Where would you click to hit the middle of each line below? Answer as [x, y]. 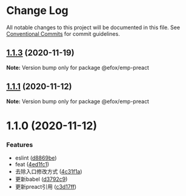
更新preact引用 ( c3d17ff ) [46, 187]
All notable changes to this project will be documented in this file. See [93, 27]
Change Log [37, 11]
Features [20, 144]
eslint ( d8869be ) [36, 158]
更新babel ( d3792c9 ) [41, 179]
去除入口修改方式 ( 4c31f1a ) [49, 172]
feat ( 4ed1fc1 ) [32, 164]
